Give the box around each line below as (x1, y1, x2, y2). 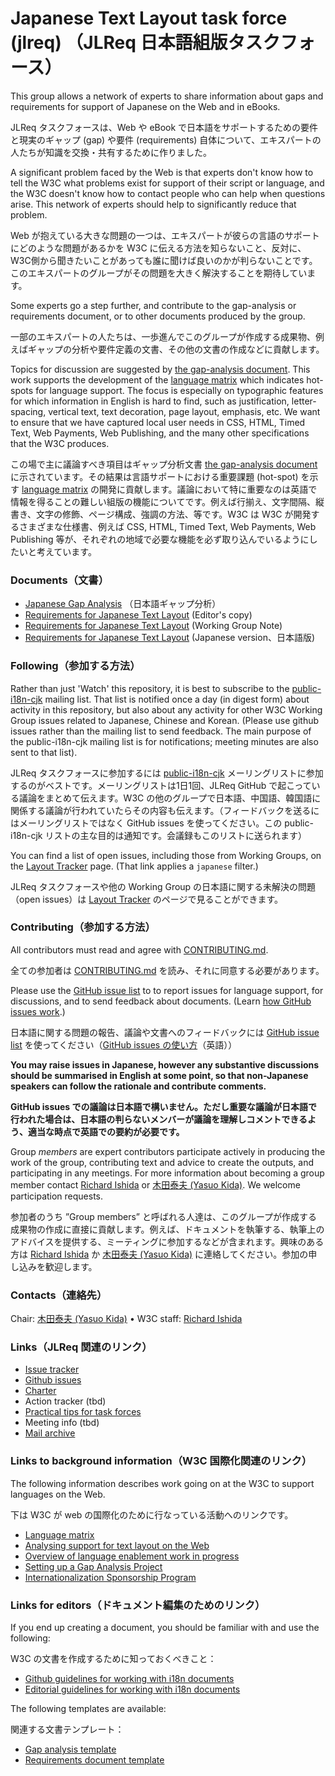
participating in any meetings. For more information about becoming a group (10, 1167, 325, 1179)
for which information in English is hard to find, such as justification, (10, 395, 290, 407)
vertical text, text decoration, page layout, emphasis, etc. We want (48, 405, 321, 417)
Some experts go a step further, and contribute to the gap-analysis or (10, 299, 297, 311)
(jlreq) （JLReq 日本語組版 (10, 32, 228, 54)
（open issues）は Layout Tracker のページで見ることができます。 (10, 893, 284, 905)
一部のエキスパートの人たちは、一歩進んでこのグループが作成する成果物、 (10, 330, 317, 342)
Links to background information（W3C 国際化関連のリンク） (10, 1454, 313, 1468)
